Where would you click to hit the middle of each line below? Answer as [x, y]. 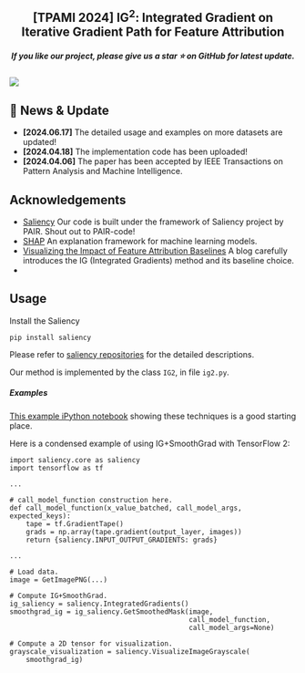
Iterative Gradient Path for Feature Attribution [153, 32]
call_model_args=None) [232, 627]
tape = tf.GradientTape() [75, 523]
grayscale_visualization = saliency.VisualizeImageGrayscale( [130, 651]
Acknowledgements [68, 200]
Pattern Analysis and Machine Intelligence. [102, 171]
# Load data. [34, 572]
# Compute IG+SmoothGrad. [58, 595]
